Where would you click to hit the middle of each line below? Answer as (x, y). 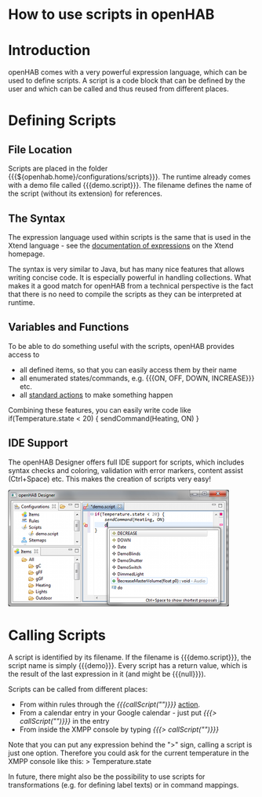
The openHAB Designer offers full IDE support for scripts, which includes (126, 462)
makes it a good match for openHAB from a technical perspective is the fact (131, 285)
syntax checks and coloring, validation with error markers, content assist (126, 470)
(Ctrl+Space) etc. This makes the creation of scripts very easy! (110, 479)
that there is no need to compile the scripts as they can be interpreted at (125, 294)
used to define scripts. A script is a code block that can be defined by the (127, 81)
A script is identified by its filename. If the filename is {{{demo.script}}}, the (130, 657)
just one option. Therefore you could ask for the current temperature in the (129, 753)
